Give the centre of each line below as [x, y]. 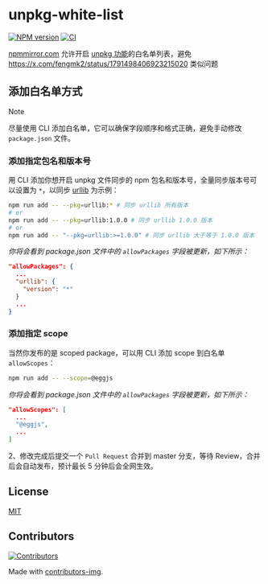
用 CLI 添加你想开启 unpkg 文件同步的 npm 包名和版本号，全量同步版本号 [129, 180]
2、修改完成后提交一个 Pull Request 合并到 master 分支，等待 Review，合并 [134, 456]
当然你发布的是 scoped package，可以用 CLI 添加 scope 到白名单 [117, 352]
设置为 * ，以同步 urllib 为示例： [67, 190]
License [29, 492]
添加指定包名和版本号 [49, 161]
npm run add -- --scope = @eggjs [61, 378]
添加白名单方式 [45, 91]
